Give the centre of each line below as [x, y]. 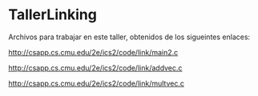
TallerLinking [53, 15]
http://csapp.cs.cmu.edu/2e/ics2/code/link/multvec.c [96, 83]
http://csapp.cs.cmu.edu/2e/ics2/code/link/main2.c [93, 52]
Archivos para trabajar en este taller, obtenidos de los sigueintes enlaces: [129, 37]
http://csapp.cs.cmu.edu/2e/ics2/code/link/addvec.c [95, 68]
